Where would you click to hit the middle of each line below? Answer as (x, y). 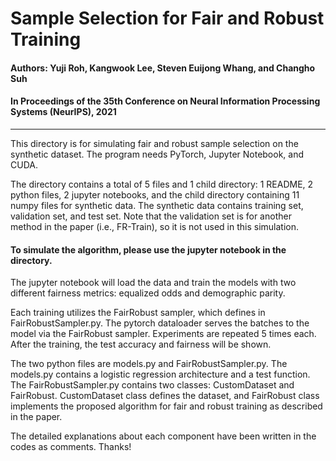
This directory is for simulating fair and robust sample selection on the (154, 143)
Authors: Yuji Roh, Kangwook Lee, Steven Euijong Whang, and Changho (163, 68)
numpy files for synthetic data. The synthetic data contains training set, (157, 205)
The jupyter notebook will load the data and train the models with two (153, 283)
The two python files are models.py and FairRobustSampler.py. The (149, 364)
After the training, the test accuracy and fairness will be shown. (141, 344)
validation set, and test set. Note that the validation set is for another (151, 216)
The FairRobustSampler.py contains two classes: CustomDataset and (152, 385)
